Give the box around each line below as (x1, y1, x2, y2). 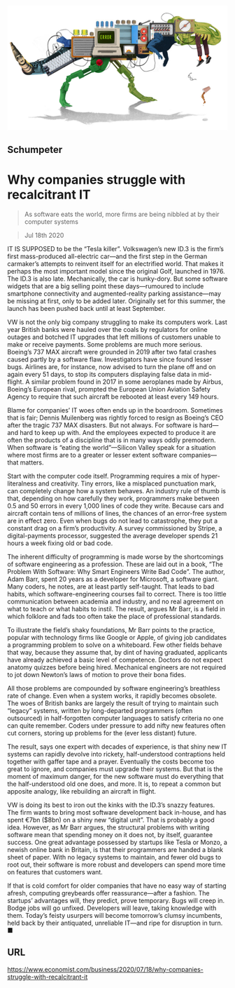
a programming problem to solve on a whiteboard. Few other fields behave (7, 641, 222, 649)
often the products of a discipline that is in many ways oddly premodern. (7, 436, 216, 444)
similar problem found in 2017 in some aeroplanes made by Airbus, (31, 378, 224, 386)
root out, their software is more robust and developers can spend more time (7, 860, 226, 869)
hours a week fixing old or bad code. (7, 539, 113, 547)
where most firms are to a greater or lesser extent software (7, 450, 178, 459)
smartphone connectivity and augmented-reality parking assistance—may (7, 289, 222, 298)
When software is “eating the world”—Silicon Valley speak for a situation (7, 443, 216, 451)
